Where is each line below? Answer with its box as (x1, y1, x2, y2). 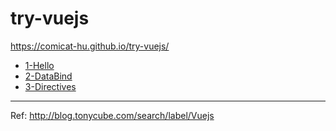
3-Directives (24, 80, 77, 92)
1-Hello (24, 59, 55, 71)
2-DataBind (24, 70, 73, 82)
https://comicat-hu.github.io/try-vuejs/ (10, 40, 170, 52)
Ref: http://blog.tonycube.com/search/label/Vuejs (10, 109, 215, 121)
